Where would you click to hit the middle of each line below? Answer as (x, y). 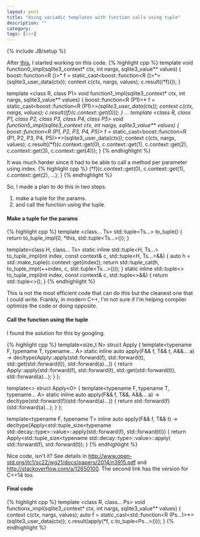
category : (19, 28)
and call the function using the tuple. (61, 205)
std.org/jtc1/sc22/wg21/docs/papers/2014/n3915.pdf (71, 462)
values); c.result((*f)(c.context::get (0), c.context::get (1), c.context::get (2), (97, 144)
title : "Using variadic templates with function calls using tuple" (94, 17)
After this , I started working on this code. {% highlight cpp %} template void (100, 63)
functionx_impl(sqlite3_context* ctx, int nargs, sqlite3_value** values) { (94, 508)
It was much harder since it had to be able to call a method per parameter (97, 162)
